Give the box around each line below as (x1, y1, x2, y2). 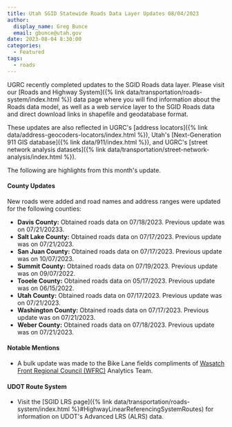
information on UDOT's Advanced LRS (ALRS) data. (17, 412, 164, 421)
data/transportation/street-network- (107, 145, 210, 153)
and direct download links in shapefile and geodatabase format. (7, 110, 188, 118)
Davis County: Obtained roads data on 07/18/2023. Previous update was (17, 218, 225, 226)
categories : (7, 42, 41, 49)
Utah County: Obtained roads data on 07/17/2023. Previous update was (17, 291, 222, 299)
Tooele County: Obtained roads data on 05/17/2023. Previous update (17, 276, 215, 285)
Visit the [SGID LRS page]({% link (17, 398, 113, 406)
